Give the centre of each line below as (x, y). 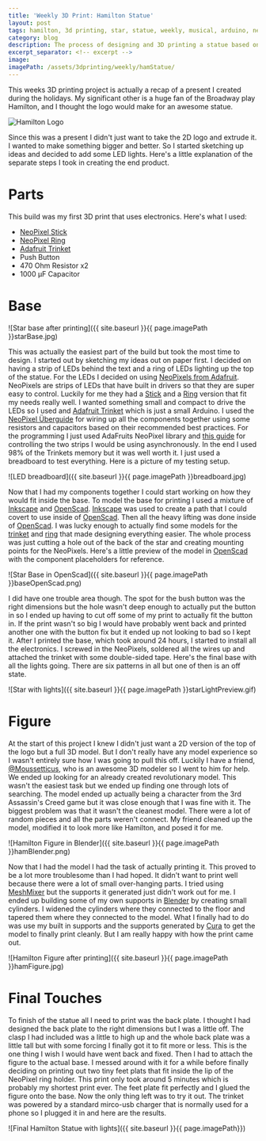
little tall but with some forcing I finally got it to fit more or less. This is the (128, 1045)
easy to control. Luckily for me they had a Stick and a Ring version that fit (127, 394)
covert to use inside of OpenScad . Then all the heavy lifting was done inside (132, 517)
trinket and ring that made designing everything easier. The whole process (130, 534)
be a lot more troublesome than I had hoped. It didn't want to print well (123, 875)
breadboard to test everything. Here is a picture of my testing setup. (119, 461)
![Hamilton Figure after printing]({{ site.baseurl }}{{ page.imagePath (118, 958)
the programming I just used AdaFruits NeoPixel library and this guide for (127, 436)
